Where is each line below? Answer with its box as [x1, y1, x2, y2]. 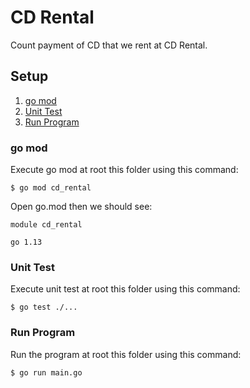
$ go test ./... [10, 302, 78, 313]
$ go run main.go [10, 367, 83, 378]
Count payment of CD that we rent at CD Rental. [10, 39, 208, 51]
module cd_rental [10, 220, 83, 230]
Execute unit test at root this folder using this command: [10, 283, 241, 295]
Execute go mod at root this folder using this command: [10, 164, 239, 176]
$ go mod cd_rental [10, 183, 92, 193]
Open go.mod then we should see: [10, 201, 153, 213]
